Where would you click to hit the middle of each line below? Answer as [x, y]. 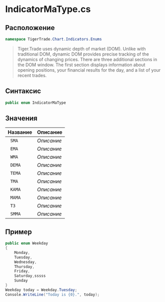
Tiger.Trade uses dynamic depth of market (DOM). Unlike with [81, 49]
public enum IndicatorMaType [36, 103]
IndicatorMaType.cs [48, 9]
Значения [21, 118]
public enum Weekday [27, 243]
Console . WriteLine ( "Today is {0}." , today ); [52, 294]
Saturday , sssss [30, 276]
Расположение [30, 28]
